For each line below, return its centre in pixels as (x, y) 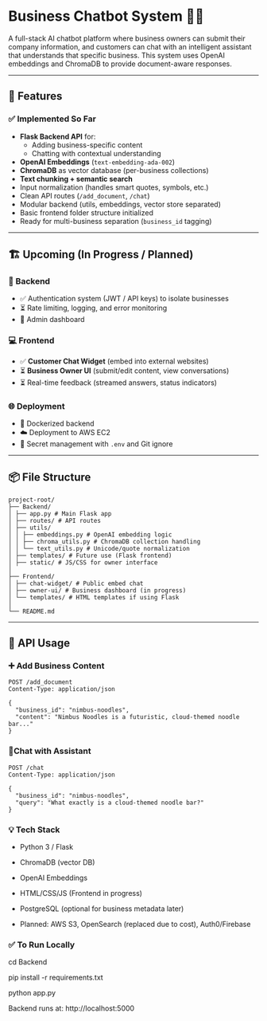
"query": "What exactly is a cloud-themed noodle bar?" (110, 803)
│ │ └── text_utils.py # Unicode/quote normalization (99, 548)
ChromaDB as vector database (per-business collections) (114, 170)
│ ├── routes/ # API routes (55, 520)
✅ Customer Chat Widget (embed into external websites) (114, 361)
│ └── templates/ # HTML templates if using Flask (94, 597)
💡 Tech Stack (34, 830)
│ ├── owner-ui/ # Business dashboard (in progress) (97, 590)
